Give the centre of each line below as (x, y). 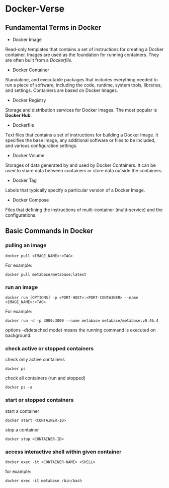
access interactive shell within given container (63, 452)
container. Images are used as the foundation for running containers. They (82, 55)
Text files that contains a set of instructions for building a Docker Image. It (82, 135)
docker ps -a (19, 387)
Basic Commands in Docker (49, 231)
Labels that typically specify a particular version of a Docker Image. (75, 190)
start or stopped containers (39, 400)
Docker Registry (29, 100)
